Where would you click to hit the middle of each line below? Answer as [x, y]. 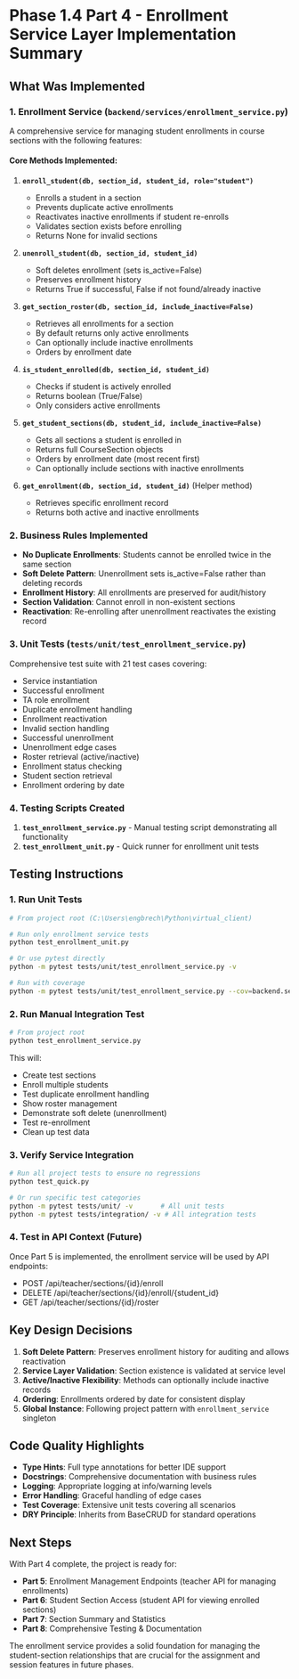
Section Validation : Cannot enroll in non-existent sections [129, 602]
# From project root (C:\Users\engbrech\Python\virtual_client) [131, 918]
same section [47, 564]
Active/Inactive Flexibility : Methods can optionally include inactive [145, 1380]
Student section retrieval [67, 775]
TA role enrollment [56, 699]
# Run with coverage [48, 983]
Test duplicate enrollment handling [85, 1094]
